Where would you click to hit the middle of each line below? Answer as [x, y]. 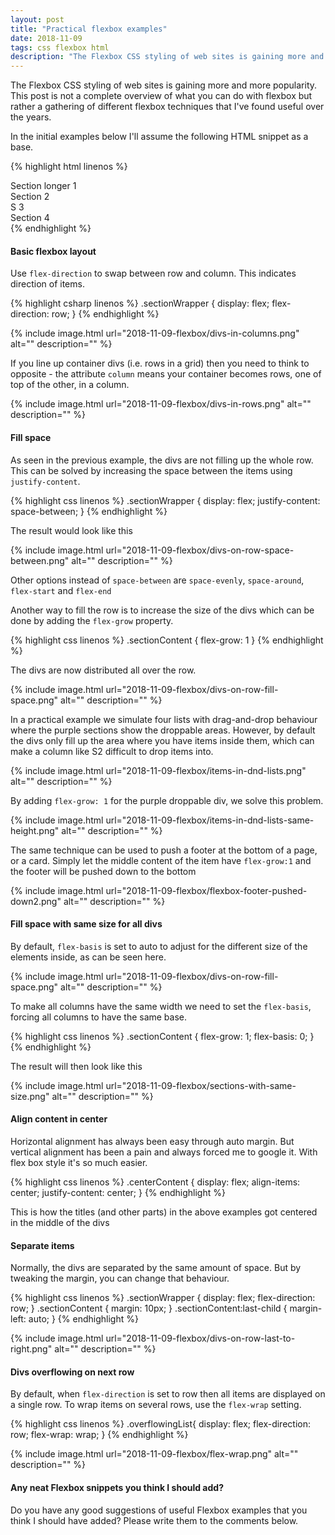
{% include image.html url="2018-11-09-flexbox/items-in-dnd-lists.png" [158, 770]
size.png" [30, 1096]
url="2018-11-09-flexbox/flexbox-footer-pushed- [206, 890]
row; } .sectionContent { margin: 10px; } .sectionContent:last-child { [149, 1308]
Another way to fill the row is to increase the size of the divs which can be [162, 610]
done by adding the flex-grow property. [92, 620]
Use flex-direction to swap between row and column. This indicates [153, 273]
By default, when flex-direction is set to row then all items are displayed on [168, 1394]
